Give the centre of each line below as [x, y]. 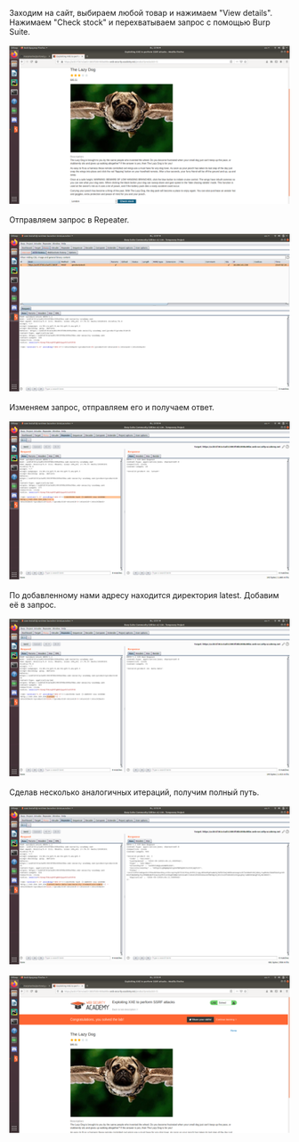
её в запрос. [33, 604]
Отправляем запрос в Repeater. [69, 219]
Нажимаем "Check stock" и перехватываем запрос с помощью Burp [140, 22]
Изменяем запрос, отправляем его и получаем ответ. [112, 407]
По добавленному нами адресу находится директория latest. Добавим [144, 595]
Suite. [20, 32]
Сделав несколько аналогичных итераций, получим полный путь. [134, 792]
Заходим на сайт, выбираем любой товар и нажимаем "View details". [141, 13]
